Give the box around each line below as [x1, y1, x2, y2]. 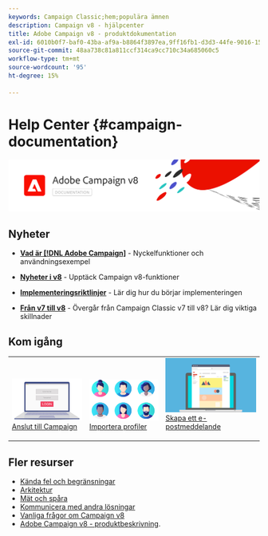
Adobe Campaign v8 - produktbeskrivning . [19, 519, 161, 529]
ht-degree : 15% [8, 72, 59, 80]
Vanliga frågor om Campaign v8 [19, 510, 125, 520]
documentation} [8, 132, 119, 151]
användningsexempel [19, 257, 90, 266]
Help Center [8, 116, 90, 133]
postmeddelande [165, 421, 222, 431]
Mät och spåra [19, 494, 68, 503]
